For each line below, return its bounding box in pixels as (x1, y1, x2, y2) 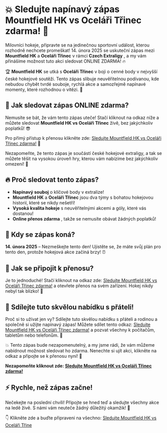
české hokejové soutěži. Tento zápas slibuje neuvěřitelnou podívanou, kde (5, 76, 159, 82)
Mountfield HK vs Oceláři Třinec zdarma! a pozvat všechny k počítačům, (5, 327, 155, 333)
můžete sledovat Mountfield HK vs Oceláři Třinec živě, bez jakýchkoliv (5, 120, 153, 126)
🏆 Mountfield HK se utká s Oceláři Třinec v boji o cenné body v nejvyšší (5, 68, 157, 74)
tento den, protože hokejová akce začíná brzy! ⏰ (5, 249, 106, 255)
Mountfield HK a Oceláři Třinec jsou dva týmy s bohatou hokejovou (12, 194, 153, 200)
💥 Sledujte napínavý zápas (5, 4, 120, 15)
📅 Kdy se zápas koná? (5, 230, 75, 239)
